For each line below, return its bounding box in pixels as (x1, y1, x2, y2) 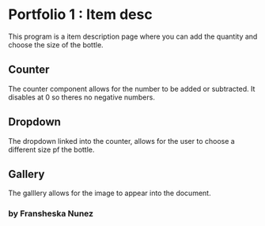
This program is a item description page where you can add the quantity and (8, 32, 258, 41)
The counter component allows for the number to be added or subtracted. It (8, 84, 256, 93)
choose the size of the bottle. (8, 40, 104, 49)
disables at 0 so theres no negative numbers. (8, 92, 156, 102)
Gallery (8, 168, 45, 181)
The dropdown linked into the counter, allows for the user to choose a (8, 136, 235, 145)
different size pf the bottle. (8, 145, 95, 154)
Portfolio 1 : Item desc (8, 6, 153, 24)
